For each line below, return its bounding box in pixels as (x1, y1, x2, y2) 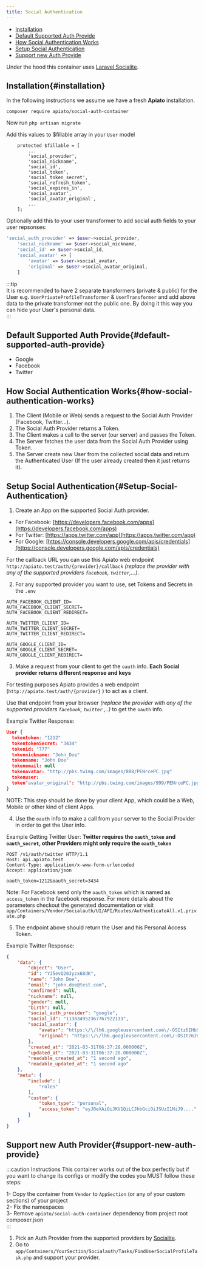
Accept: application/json (6, 867, 72, 873)
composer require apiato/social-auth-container (6, 109, 129, 115)
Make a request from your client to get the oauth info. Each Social (15, 663, 180, 670)
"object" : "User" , (28, 965, 75, 971)
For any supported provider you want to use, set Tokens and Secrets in (15, 581, 193, 588)
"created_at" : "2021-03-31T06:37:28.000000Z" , (28, 1044, 148, 1050)
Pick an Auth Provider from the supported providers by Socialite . (15, 1234, 177, 1241)
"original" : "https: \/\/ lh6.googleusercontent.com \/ (38, 1033, 175, 1039)
